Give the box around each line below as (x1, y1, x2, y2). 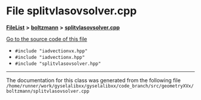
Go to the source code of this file (6, 35, 87, 42)
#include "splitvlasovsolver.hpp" (14, 61, 101, 67)
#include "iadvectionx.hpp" (14, 54, 85, 60)
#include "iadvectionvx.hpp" (14, 48, 88, 54)
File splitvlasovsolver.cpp (6, 4, 137, 18)
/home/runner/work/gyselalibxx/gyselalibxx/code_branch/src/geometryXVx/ (6, 83, 194, 89)
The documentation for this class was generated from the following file (6, 76, 181, 84)
